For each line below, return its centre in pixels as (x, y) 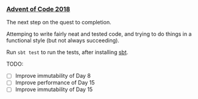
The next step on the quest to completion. (59, 22)
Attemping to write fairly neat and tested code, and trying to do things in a (99, 34)
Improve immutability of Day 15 (54, 89)
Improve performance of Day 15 (55, 83)
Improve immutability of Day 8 (53, 76)
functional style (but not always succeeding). (63, 41)
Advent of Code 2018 (38, 9)
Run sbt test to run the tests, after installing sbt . (67, 52)
